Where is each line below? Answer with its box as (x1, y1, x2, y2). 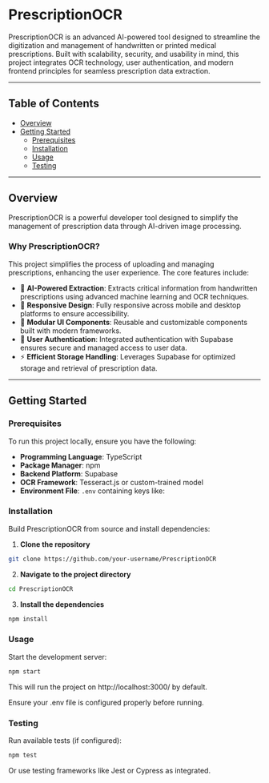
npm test (8, 751, 38, 759)
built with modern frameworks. (19, 326, 122, 335)
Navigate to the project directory (19, 569, 131, 579)
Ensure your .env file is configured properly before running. (8, 697, 204, 707)
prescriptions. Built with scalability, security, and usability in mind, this (8, 49, 239, 58)
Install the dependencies (19, 599, 105, 609)
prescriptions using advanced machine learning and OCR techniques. (19, 291, 250, 301)
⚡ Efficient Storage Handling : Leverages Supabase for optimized (19, 351, 236, 361)
